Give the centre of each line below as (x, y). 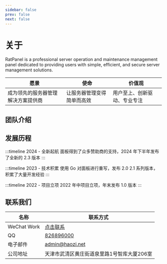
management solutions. (29, 70)
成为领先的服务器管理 (33, 93)
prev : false (17, 14)
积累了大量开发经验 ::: (27, 174)
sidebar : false (21, 10)
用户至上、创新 (130, 93)
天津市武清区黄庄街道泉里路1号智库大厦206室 (98, 254)
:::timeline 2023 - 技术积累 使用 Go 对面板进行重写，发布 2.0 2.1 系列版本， (82, 168)
